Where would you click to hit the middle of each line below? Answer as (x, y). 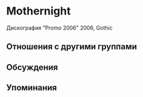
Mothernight (38, 11)
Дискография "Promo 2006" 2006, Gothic (60, 28)
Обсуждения (32, 67)
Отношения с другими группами (72, 47)
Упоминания (32, 88)
